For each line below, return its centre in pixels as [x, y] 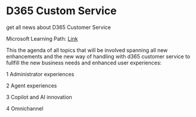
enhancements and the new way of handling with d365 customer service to [98, 56]
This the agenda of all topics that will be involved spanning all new [87, 50]
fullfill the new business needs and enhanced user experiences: [84, 63]
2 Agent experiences [32, 85]
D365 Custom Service [62, 11]
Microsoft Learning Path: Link [42, 38]
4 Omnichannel [25, 108]
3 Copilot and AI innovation [39, 97]
